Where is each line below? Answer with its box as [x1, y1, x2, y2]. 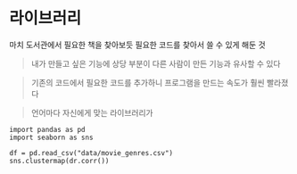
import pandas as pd [9, 125, 87, 134]
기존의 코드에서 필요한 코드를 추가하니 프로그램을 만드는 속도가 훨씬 [30, 77, 265, 87]
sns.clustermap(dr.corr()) [9, 156, 110, 165]
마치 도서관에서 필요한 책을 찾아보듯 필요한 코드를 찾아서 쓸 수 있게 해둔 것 [9, 39, 266, 50]
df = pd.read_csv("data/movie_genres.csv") [9, 148, 174, 157]
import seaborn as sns [9, 133, 94, 142]
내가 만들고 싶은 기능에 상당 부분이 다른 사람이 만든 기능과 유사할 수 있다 [30, 58, 281, 69]
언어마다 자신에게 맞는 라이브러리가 [30, 107, 153, 118]
